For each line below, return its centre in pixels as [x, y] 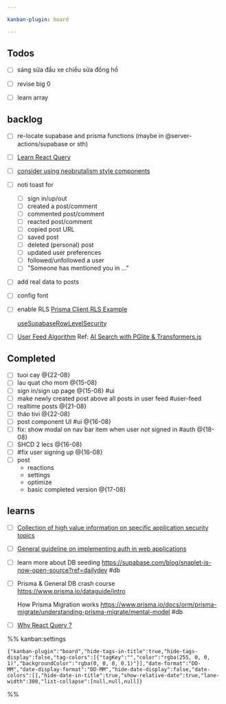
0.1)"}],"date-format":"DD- [161, 663]
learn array [33, 98]
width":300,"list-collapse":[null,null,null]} [75, 682]
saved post [43, 237]
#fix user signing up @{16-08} [60, 452]
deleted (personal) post [60, 245]
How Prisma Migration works [58, 604]
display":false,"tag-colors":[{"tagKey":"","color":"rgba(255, [100, 658]
